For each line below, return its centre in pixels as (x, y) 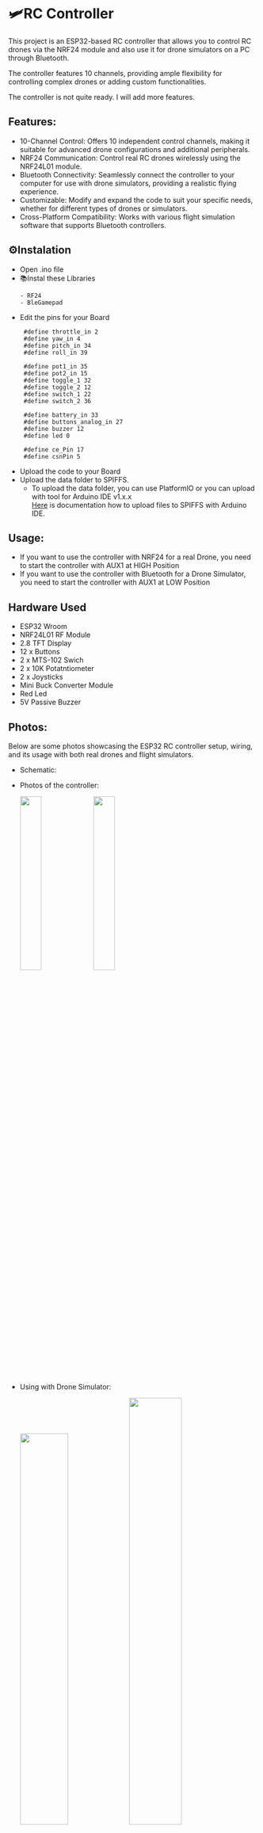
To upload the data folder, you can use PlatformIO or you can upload (143, 488)
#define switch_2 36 (57, 401)
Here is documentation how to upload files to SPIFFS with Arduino (139, 505)
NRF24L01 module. (51, 166)
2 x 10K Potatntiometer (57, 669)
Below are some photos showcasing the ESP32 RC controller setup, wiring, (131, 746)
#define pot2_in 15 (55, 373)
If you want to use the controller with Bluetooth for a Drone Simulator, (133, 574)
